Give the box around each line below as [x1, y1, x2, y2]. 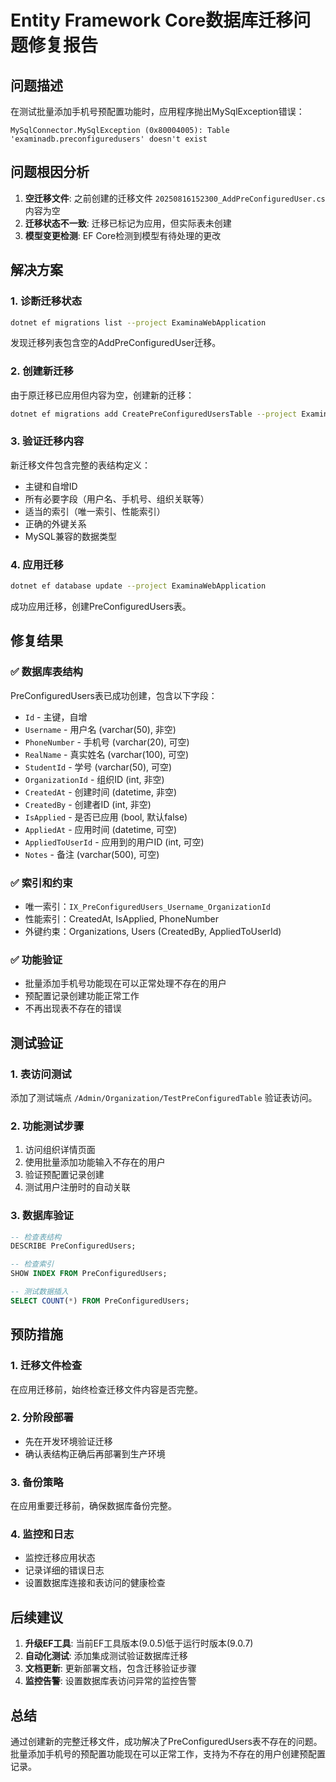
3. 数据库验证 [10, 1209, 74, 1223]
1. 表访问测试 [10, 1067, 72, 1081]
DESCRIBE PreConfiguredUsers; [10, 1241, 137, 1251]
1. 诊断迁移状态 [10, 294, 83, 308]
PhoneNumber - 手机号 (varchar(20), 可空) [24, 736, 190, 748]
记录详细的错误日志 [24, 1564, 105, 1576]
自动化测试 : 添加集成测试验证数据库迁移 [24, 1650, 188, 1662]
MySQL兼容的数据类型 [24, 530, 117, 542]
